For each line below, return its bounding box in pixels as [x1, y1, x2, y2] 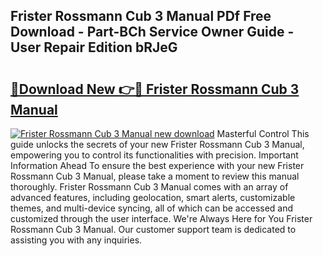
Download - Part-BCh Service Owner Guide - [10, 24, 295, 41]
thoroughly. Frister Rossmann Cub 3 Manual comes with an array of [10, 181, 289, 193]
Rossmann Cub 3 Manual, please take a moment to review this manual [10, 170, 300, 182]
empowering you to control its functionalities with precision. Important [10, 149, 299, 161]
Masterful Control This [216, 128, 310, 139]
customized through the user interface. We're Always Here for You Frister [10, 213, 313, 224]
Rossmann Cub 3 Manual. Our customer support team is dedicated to [10, 224, 297, 235]
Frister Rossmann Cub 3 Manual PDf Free [10, 8, 272, 25]
